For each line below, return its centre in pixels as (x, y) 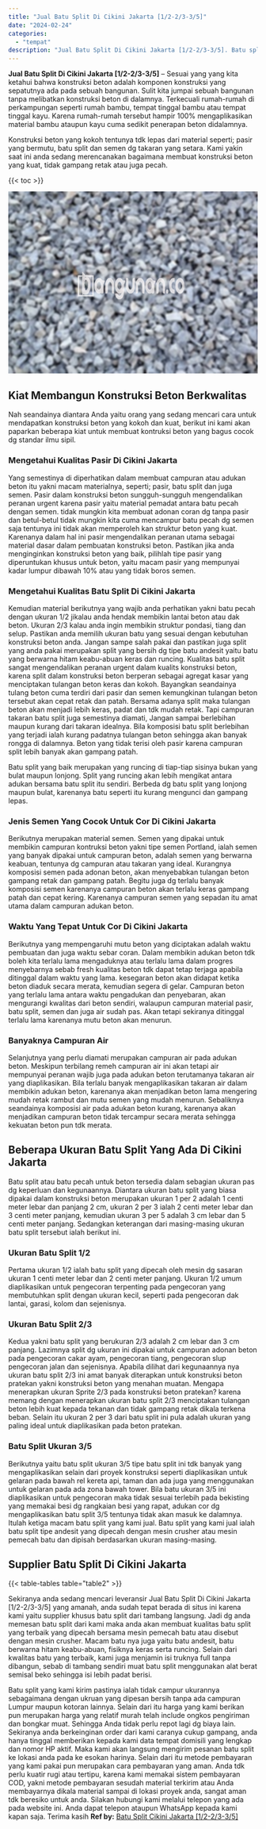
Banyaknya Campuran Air (59, 1040)
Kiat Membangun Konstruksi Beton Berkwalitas (127, 396)
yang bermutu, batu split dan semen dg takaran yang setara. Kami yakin (125, 148)
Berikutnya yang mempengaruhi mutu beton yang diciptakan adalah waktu (129, 943)
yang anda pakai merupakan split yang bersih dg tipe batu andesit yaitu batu (133, 651)
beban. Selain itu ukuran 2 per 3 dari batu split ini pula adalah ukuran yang (129, 1417)
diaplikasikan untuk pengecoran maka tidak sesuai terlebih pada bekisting (129, 1497)
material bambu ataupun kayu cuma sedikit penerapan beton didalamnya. (128, 125)
